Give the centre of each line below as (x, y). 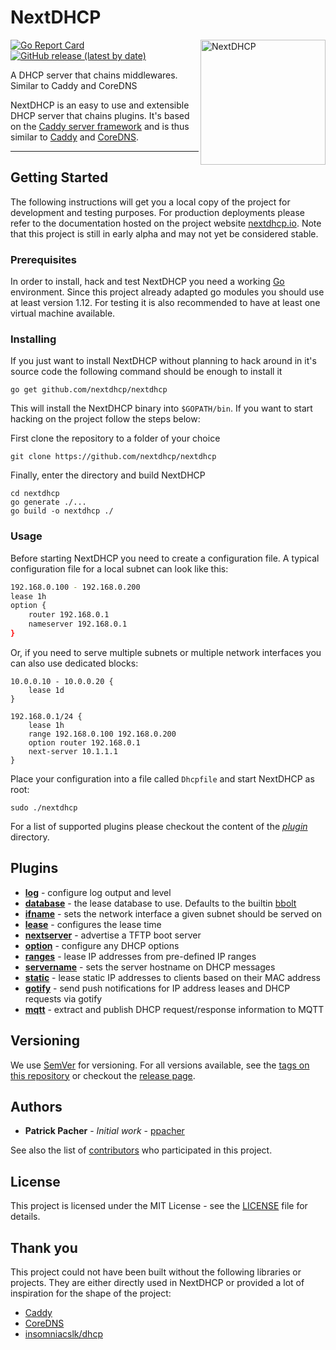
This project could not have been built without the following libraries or (156, 1272)
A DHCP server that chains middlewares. (94, 75)
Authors (36, 1106)
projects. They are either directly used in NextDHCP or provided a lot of (157, 1282)
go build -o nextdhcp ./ (62, 511)
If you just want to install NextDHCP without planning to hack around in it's (163, 361)
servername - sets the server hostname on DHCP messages (150, 967)
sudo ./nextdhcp (44, 807)
